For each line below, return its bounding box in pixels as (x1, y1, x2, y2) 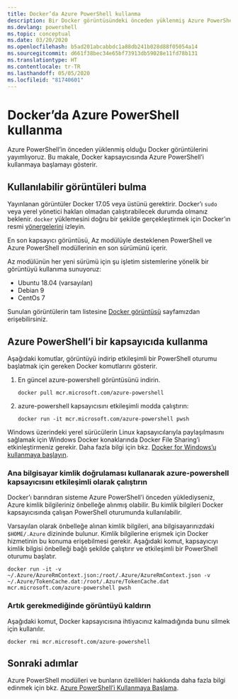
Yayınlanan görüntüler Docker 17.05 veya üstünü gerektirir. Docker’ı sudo (7, 200, 217, 208)
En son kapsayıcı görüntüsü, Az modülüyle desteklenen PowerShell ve (7, 236, 212, 245)
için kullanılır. (7, 625, 45, 633)
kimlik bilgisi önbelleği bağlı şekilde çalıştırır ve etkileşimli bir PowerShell (7, 544, 218, 553)
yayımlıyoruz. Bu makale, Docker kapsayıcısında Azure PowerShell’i (7, 153, 204, 162)
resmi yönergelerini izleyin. (7, 223, 86, 231)
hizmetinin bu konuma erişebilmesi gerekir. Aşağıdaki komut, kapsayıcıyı (7, 537, 218, 546)
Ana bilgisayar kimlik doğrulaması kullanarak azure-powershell (7, 468, 229, 478)
